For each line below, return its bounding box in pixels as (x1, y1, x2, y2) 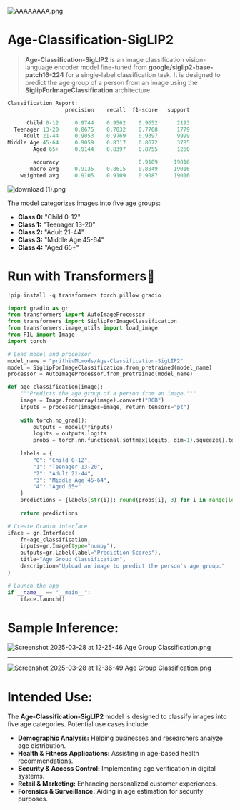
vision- (185, 55, 206, 64)
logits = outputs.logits (33, 430, 107, 438)
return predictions (20, 510, 79, 517)
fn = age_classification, (20, 536, 91, 543)
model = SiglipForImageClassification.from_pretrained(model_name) (7, 364, 213, 371)
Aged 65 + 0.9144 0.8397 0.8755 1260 (33, 146, 191, 153)
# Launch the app (7, 582, 59, 589)
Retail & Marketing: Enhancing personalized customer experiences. (17, 779, 218, 788)
